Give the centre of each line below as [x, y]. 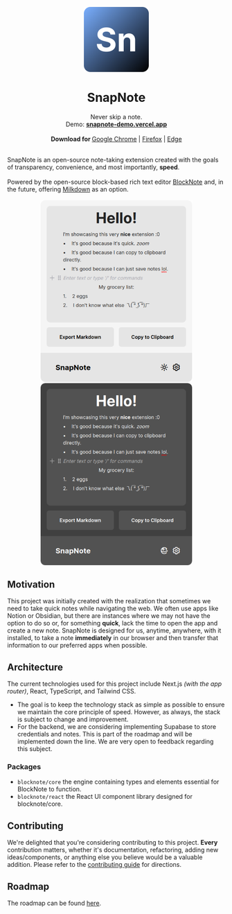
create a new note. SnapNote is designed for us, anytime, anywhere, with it [114, 630]
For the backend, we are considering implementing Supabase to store [117, 727]
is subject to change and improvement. [73, 719]
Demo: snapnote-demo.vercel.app [116, 124]
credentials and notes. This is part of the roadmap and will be [105, 734]
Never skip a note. [116, 117]
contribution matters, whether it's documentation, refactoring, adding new [113, 850]
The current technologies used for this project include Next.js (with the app [115, 684]
